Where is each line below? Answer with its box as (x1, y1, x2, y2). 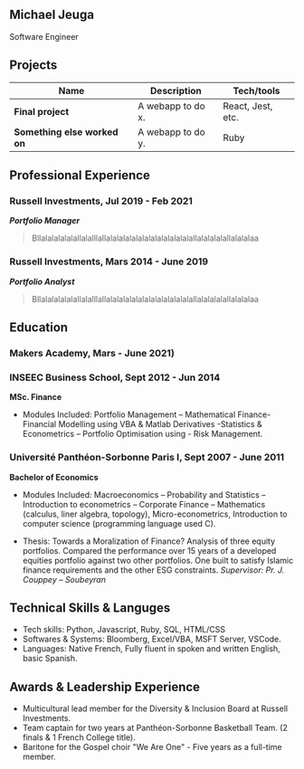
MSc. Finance (9, 392, 62, 403)
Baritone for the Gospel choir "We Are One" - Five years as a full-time (22, 742, 282, 753)
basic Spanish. (22, 653, 78, 664)
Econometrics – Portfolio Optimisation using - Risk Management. (22, 429, 263, 440)
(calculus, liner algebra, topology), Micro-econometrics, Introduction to (22, 508, 288, 519)
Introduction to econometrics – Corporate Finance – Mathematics (22, 498, 266, 509)
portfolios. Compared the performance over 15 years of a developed (22, 545, 277, 555)
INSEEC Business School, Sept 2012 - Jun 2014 (9, 371, 221, 384)
